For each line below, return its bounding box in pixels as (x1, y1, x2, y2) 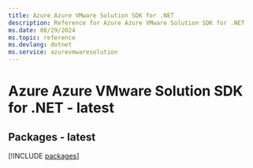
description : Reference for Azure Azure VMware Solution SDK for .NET (8, 19, 245, 27)
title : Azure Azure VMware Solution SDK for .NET (8, 11, 175, 20)
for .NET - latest (8, 99, 114, 117)
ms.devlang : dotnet (8, 41, 73, 49)
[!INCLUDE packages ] (8, 151, 80, 160)
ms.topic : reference (8, 33, 76, 42)
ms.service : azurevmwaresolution (8, 48, 118, 56)
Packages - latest (8, 130, 96, 144)
